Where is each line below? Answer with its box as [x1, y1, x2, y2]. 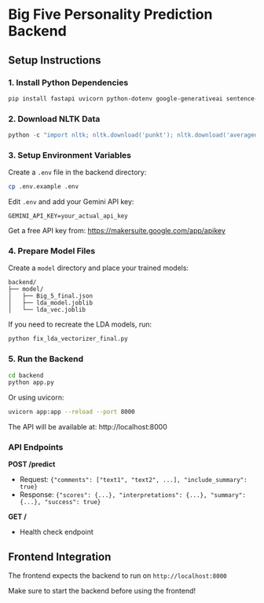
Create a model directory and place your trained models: [8, 263, 189, 272]
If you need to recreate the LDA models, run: [8, 320, 152, 329]
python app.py [8, 378, 55, 386]
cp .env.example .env [8, 183, 79, 191]
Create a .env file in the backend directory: [8, 167, 147, 177]
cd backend [8, 371, 44, 379]
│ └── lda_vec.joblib [8, 306, 86, 314]
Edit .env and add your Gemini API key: [8, 197, 134, 206]
